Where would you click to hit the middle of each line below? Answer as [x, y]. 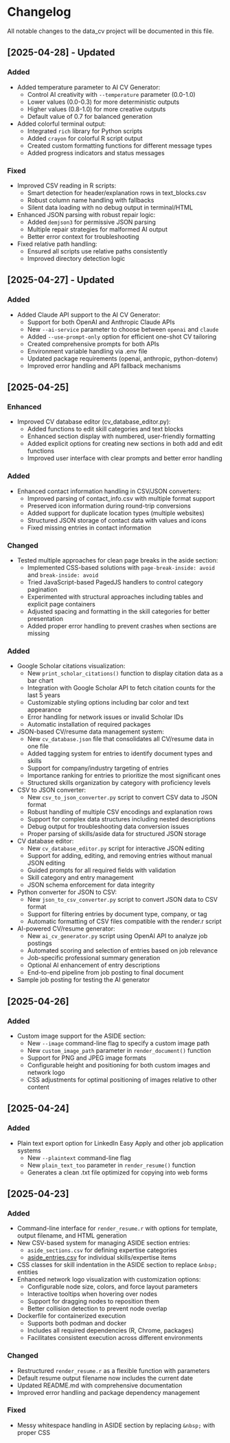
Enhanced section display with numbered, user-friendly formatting [121, 436]
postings [40, 943]
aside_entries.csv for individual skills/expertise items [102, 1258]
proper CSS [33, 1432]
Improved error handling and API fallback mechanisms [104, 365]
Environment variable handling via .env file [87, 351]
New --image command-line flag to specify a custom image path [118, 1043]
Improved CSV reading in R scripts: [67, 185]
